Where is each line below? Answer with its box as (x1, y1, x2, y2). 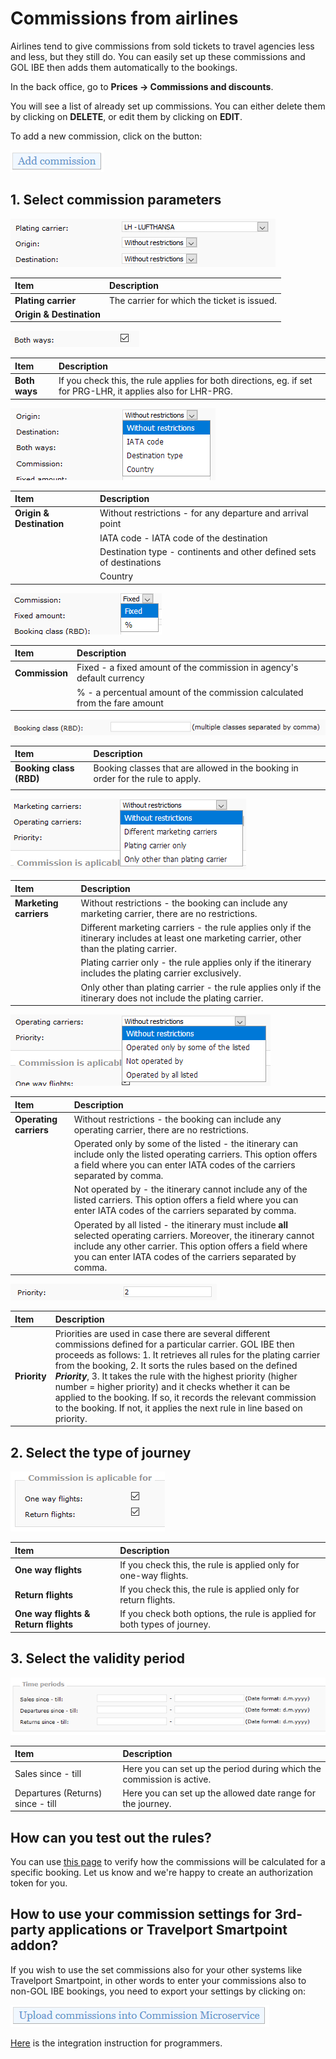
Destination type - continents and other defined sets (99, 545, 317, 557)
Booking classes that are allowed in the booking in (93, 762, 299, 774)
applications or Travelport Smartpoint (48, 1922, 288, 1939)
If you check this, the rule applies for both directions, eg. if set (58, 375, 313, 386)
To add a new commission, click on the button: (10, 130, 203, 142)
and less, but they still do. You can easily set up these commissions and (10, 50, 306, 62)
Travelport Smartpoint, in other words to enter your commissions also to (10, 1974, 307, 1986)
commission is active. (122, 1773, 212, 1785)
